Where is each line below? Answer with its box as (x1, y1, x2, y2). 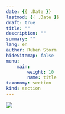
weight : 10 (27, 69, 54, 75)
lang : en (6, 42, 28, 48)
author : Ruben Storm (6, 47, 57, 53)
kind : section (6, 86, 41, 92)
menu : (6, 58, 19, 64)
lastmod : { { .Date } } (6, 14, 60, 20)
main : (17, 63, 31, 70)
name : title (27, 74, 57, 80)
